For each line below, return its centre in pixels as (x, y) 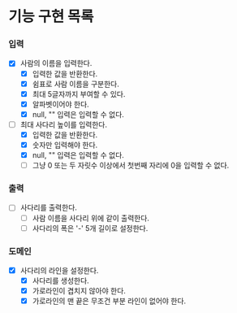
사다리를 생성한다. (60, 280)
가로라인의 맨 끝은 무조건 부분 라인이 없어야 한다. (109, 301)
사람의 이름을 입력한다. (56, 63)
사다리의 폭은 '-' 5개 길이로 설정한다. (90, 228)
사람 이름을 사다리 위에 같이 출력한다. (91, 218)
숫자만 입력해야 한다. (65, 145)
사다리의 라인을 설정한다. (59, 270)
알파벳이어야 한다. (60, 104)
